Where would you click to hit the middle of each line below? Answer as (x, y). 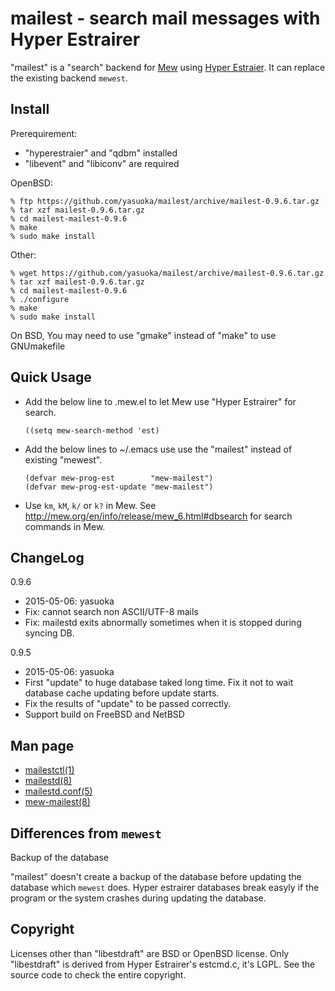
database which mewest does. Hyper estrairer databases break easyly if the (165, 887)
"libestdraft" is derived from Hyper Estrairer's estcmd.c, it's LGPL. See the (163, 964)
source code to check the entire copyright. (98, 974)
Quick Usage (51, 377)
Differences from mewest (86, 833)
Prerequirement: (44, 133)
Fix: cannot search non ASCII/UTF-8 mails (111, 612)
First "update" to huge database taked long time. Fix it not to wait (159, 683)
